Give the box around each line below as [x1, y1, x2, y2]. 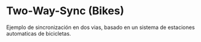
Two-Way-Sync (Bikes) [6, 4, 125, 18]
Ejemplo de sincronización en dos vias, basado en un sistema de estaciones [6, 24, 195, 31]
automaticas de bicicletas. [6, 30, 71, 37]
